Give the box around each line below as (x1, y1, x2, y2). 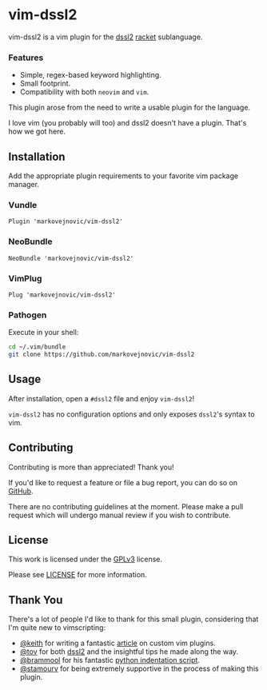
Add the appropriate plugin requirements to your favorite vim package (8, 171, 238, 181)
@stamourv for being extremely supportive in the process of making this (19, 664, 259, 673)
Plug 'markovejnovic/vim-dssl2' (8, 290, 116, 299)
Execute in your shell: (8, 328, 79, 337)
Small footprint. (19, 78, 71, 89)
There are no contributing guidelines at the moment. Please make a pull (8, 501, 244, 511)
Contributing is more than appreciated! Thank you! (8, 462, 174, 472)
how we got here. (8, 126, 66, 137)
